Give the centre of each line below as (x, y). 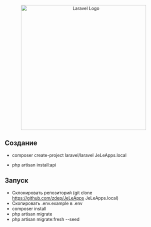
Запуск (16, 181)
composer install (29, 208)
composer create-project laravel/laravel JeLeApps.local (69, 155)
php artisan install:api (34, 164)
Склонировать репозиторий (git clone (52, 192)
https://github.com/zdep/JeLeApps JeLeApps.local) (65, 198)
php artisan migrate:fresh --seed (46, 219)
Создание (21, 143)
